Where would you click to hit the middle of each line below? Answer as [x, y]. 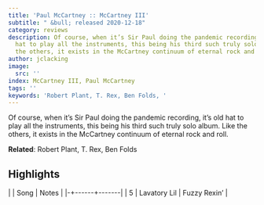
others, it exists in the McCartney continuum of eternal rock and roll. [119, 135]
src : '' [28, 74]
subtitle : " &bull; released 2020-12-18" [77, 23]
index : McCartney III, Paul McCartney [71, 81]
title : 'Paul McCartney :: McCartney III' [79, 15]
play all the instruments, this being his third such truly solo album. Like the [128, 126]
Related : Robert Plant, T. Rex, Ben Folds [73, 149]
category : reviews [38, 30]
